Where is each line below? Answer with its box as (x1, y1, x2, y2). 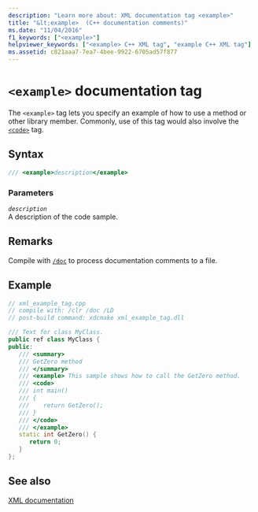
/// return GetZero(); (18, 401, 104, 410)
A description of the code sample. (8, 212, 118, 221)
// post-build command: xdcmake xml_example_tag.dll (8, 314, 185, 322)
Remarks (8, 235, 53, 248)
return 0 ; (28, 438, 61, 446)
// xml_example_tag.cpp (8, 299, 87, 307)
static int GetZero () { (18, 431, 97, 439)
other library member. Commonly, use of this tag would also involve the (8, 116, 239, 126)
